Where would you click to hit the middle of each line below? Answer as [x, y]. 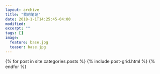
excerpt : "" [18, 28]
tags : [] [14, 33]
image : [12, 38]
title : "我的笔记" [23, 14]
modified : [16, 24]
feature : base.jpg [29, 42]
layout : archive [22, 10]
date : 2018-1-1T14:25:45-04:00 [38, 19]
